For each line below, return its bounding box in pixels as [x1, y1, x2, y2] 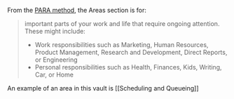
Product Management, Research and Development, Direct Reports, [34, 48, 228, 56]
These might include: [24, 27, 85, 35]
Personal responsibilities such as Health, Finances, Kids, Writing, [34, 63, 222, 71]
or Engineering [34, 55, 78, 64]
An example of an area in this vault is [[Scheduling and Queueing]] [7, 84, 199, 92]
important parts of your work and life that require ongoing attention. [24, 20, 220, 27]
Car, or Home [34, 70, 74, 79]
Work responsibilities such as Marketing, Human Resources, [34, 41, 209, 48]
